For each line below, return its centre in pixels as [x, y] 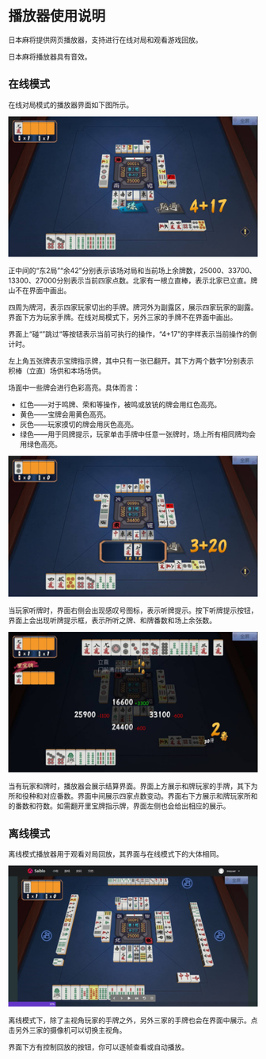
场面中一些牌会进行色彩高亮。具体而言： [74, 388]
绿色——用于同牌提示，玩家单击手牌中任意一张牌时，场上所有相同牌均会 [137, 434]
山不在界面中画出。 [40, 291]
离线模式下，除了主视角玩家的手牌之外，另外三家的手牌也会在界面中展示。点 [133, 1020]
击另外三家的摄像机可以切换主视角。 [67, 1030]
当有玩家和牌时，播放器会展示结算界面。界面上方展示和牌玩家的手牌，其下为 [133, 786]
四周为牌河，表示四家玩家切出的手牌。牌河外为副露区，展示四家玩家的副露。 [133, 307]
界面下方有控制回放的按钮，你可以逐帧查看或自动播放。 [98, 1047]
